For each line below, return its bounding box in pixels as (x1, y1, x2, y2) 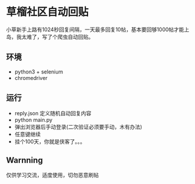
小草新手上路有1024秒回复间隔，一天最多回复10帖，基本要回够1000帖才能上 (6, 26, 190, 33)
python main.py (14, 116, 53, 123)
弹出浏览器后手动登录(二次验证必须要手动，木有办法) (14, 123, 143, 130)
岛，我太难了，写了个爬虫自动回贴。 (6, 33, 94, 40)
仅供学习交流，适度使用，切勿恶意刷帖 (6, 172, 99, 179)
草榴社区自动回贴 (6, 5, 89, 19)
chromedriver (14, 74, 48, 81)
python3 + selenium (14, 68, 63, 75)
